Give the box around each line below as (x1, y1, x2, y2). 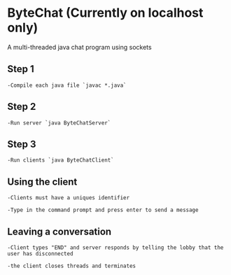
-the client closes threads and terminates (7, 262, 136, 269)
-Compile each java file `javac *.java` (7, 82, 127, 89)
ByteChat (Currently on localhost (7, 5, 204, 21)
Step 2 (7, 101, 36, 113)
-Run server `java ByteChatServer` (7, 119, 111, 127)
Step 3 (7, 138, 36, 150)
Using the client (7, 176, 78, 188)
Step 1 (7, 63, 35, 75)
